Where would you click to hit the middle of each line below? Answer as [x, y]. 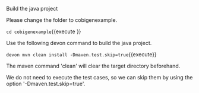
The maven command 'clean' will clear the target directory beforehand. [93, 66]
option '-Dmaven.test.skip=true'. [46, 84]
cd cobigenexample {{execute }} [44, 31]
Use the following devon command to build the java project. [79, 43]
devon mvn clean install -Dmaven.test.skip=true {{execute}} [82, 54]
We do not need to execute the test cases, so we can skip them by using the [99, 77]
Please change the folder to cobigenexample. [62, 20]
